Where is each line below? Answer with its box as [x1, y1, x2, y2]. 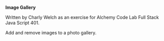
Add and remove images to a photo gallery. [5, 30, 97, 35]
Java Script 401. [5, 20, 40, 26]
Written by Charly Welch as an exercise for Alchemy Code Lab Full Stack [5, 14, 159, 20]
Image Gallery [5, 5, 36, 10]
